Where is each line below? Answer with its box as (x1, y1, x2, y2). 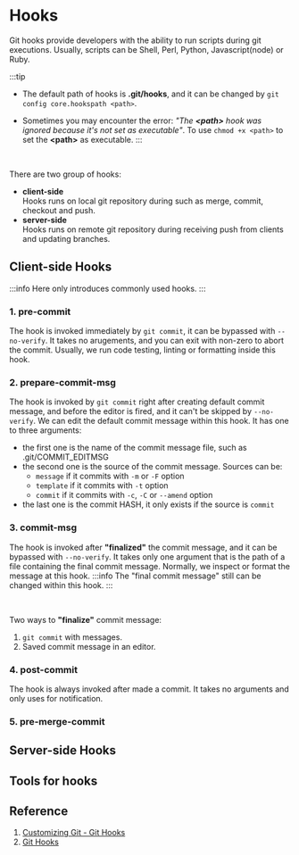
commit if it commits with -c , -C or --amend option (35, 490, 213, 501)
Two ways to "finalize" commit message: (9, 614, 162, 625)
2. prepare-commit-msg (9, 376, 116, 388)
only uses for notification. (9, 693, 104, 703)
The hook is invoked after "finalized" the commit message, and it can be (9, 542, 278, 552)
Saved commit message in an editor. (21, 641, 156, 652)
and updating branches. (21, 233, 111, 244)
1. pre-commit (9, 305, 71, 318)
